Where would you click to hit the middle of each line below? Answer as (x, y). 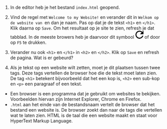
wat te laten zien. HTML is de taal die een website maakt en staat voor (84, 115)
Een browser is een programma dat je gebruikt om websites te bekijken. (85, 94)
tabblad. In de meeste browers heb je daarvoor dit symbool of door (85, 37)
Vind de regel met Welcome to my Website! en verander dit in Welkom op (84, 17)
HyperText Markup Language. (41, 121)
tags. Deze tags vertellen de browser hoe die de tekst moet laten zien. (83, 73)
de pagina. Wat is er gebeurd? (42, 58)
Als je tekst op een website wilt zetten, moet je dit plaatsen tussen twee (85, 68)
